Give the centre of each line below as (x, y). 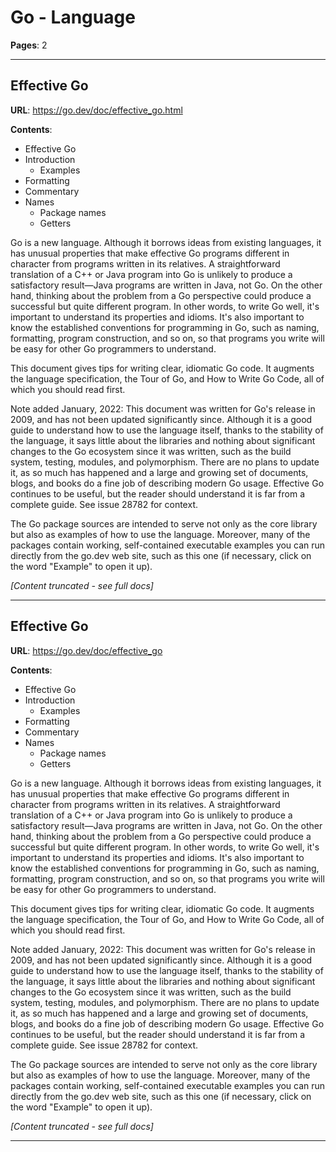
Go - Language (73, 17)
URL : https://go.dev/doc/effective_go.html (96, 110)
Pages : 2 (29, 45)
